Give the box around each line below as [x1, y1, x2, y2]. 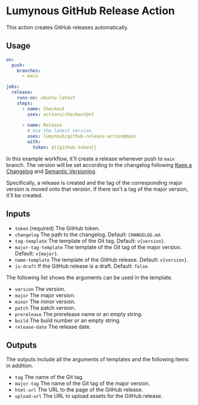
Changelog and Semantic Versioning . [6, 168, 97, 175]
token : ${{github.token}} [32, 144, 97, 150]
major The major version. [14, 291, 76, 298]
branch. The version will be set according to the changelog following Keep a [6, 161, 192, 168]
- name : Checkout [21, 105, 65, 112]
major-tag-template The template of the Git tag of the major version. [14, 243, 182, 250]
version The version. [14, 285, 66, 292]
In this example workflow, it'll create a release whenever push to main [6, 155, 175, 162]
